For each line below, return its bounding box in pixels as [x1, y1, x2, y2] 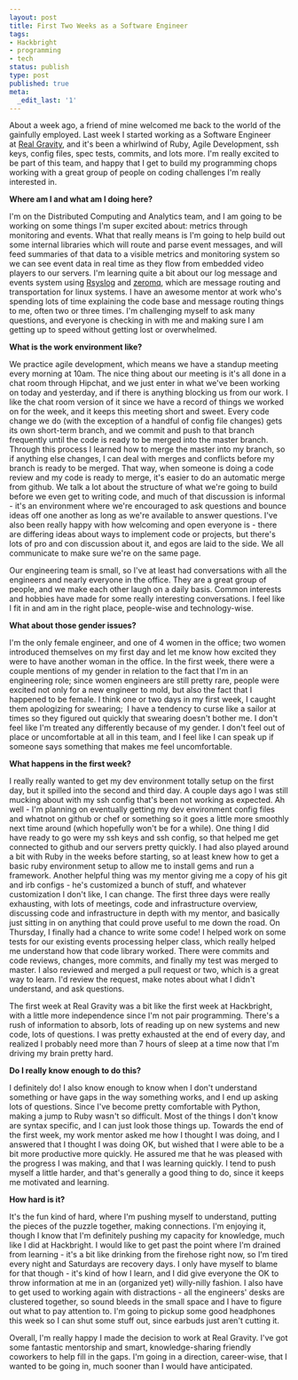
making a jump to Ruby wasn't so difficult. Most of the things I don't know [9, 1111, 278, 1121]
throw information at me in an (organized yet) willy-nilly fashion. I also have [9, 1278, 284, 1288]
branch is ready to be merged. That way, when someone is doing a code [9, 463, 274, 474]
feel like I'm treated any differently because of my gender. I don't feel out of [9, 722, 286, 734]
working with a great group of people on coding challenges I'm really [9, 167, 262, 178]
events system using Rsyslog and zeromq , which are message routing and [9, 277, 281, 288]
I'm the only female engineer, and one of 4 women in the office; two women [9, 638, 286, 648]
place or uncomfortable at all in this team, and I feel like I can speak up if [9, 732, 274, 742]
